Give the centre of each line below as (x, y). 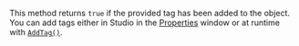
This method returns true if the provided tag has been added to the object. (149, 13)
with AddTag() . (36, 32)
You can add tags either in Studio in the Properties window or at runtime (145, 23)
